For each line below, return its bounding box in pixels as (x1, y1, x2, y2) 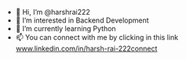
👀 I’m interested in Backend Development (15, 16, 149, 25)
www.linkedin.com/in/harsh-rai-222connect (15, 44, 158, 53)
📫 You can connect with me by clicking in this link (15, 33, 179, 42)
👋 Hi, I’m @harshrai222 (15, 8, 90, 16)
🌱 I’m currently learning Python (15, 24, 116, 33)
